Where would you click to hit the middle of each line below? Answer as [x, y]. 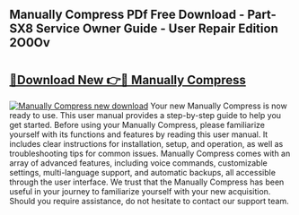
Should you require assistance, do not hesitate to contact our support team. [149, 201]
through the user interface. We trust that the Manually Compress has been [147, 182]
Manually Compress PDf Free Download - [127, 15]
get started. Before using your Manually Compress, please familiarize [137, 125]
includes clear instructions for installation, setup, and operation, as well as [146, 144]
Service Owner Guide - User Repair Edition [157, 29]
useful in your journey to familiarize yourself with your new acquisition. [140, 191]
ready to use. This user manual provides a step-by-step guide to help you [145, 115]
